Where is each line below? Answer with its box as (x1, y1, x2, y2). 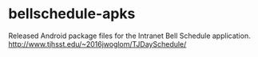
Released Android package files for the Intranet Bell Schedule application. (8, 31, 251, 40)
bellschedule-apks (8, 5, 136, 23)
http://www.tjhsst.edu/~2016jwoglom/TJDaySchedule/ (8, 39, 187, 48)
